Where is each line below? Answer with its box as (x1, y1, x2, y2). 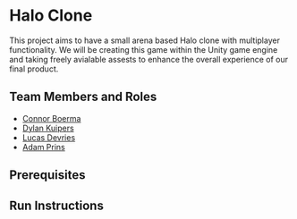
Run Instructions (9, 198, 105, 213)
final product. (9, 63, 59, 74)
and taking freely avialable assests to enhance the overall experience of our (9, 54, 289, 64)
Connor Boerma (21, 113, 81, 123)
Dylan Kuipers (21, 122, 74, 133)
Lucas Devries (21, 131, 76, 143)
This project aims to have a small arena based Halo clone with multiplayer (9, 35, 280, 46)
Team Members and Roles (9, 89, 157, 105)
